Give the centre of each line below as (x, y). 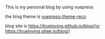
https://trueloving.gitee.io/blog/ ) (38, 31)
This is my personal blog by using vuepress (49, 7)
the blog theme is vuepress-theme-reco (46, 16)
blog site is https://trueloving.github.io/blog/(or (52, 26)
